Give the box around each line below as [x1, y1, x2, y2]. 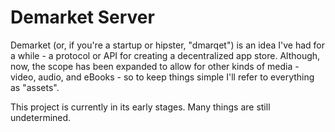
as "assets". [10, 81, 60, 93]
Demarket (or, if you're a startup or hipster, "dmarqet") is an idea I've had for [10, 39, 326, 51]
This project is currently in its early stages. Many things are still [10, 101, 271, 113]
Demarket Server [10, 6, 155, 29]
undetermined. [10, 111, 72, 123]
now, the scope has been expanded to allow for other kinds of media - [10, 60, 300, 72]
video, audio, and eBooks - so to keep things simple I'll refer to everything [10, 71, 315, 83]
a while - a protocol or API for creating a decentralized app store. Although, [10, 49, 321, 61]
